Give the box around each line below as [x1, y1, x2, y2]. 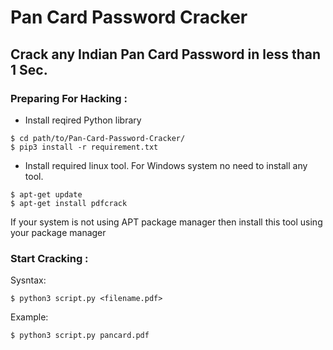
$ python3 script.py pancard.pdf [10, 331, 150, 341]
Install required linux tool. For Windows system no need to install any [24, 159, 308, 171]
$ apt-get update [10, 189, 83, 200]
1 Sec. [10, 61, 48, 78]
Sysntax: [10, 274, 47, 286]
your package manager [10, 226, 107, 238]
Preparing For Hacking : [10, 91, 128, 105]
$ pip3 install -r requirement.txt [10, 142, 159, 152]
